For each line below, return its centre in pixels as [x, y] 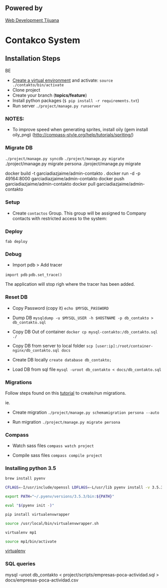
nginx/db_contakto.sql [36, 351]
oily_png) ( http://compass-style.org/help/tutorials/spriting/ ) [73, 135]
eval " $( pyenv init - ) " [30, 506]
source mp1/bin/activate [31, 541]
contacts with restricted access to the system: [60, 218]
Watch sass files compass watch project [53, 446]
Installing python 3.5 [31, 469]
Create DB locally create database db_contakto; [62, 359]
